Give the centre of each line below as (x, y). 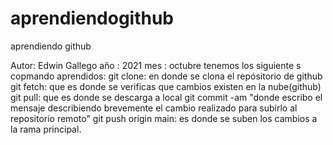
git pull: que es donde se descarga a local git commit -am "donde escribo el (166, 97)
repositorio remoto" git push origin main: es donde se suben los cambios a (164, 118)
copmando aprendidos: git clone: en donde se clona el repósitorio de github (166, 76)
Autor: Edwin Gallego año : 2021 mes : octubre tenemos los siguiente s (156, 65)
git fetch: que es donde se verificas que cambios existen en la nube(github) (166, 86)
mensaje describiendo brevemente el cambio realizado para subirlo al (154, 108)
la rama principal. (46, 129)
